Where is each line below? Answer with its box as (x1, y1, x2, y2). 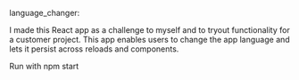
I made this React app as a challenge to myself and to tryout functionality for (9, 25, 290, 35)
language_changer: (9, 8, 80, 18)
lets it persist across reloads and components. (9, 44, 179, 54)
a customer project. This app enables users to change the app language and (9, 35, 290, 44)
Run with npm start (9, 61, 79, 71)
